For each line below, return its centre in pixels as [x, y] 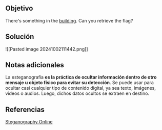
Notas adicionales [35, 65]
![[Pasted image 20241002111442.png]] [47, 49]
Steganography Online [29, 122]
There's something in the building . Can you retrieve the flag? [69, 20]
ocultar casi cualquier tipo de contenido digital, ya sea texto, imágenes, [81, 88]
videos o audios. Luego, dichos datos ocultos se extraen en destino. [77, 93]
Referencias [25, 109]
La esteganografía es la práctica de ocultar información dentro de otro [81, 77]
